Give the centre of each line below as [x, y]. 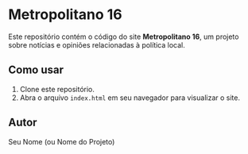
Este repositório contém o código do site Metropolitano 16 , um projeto [124, 37]
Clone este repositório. [57, 89]
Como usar [36, 70]
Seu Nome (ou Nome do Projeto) [62, 141]
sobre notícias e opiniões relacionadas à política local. [97, 44]
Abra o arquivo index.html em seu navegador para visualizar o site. [130, 98]
